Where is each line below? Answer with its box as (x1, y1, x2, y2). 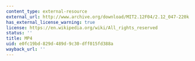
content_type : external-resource (6, 8, 88, 15)
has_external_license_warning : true (6, 19, 95, 25)
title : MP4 (6, 35, 33, 41)
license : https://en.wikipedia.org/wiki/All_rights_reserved (6, 24, 158, 31)
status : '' (6, 30, 33, 36)
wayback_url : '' (6, 46, 46, 52)
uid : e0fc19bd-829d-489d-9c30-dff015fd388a (6, 41, 114, 47)
